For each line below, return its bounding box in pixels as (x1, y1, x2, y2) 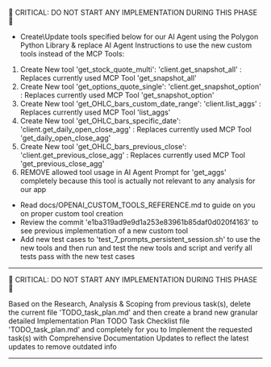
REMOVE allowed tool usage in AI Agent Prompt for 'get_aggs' (19, 168, 227, 177)
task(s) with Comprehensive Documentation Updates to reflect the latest (8, 333, 249, 343)
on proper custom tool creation (19, 209, 123, 218)
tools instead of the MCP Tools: (19, 49, 125, 58)
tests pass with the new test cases (19, 252, 135, 261)
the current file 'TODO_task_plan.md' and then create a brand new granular (8, 307, 258, 317)
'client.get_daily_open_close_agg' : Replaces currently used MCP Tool (19, 125, 252, 134)
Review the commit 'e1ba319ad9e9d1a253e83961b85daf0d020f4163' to (19, 218, 259, 227)
